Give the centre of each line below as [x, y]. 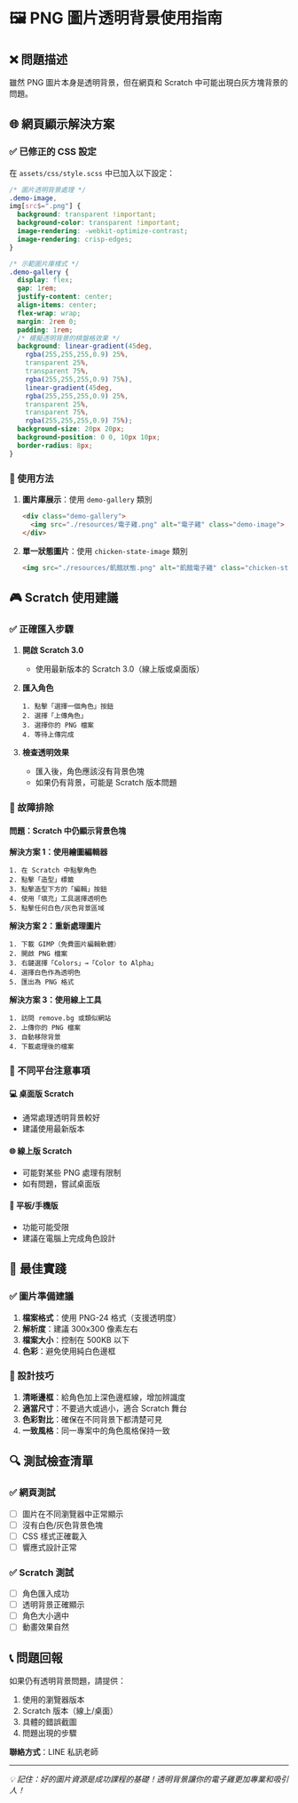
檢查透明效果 [45, 753]
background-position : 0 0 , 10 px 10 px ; [89, 438]
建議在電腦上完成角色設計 [69, 1238]
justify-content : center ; [65, 297]
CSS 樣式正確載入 [54, 1536]
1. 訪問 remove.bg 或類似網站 [60, 1018]
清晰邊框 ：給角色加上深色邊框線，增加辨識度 [104, 1397]
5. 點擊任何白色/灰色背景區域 [57, 908]
